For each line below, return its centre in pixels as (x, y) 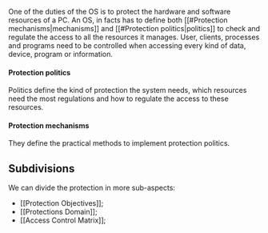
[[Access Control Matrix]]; (63, 220)
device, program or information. (61, 54)
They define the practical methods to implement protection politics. (119, 143)
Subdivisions (42, 169)
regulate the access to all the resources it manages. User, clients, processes (134, 37)
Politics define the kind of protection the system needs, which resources (128, 90)
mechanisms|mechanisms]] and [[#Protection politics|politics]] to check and (134, 28)
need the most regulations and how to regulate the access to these (119, 98)
